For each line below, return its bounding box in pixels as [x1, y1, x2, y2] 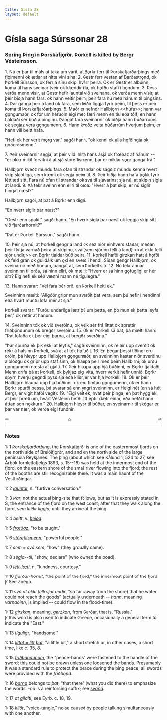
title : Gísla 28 [5, 7, 39, 12]
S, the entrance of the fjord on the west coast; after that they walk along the [5, 500, 161, 506]
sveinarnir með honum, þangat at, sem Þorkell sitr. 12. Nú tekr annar [5, 262, 144, 268]
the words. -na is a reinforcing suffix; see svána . [5, 686, 105, 692]
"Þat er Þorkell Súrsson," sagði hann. [5, 231, 81, 237]
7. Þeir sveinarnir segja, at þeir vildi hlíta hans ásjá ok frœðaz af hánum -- [5, 151, 155, 157]
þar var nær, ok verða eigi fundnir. [5, 406, 75, 412]
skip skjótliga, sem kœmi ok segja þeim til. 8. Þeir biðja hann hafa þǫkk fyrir [5, 171, 160, 177]
